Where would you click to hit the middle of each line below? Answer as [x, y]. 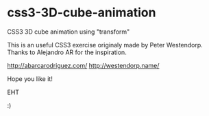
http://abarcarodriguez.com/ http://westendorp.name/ [83, 65]
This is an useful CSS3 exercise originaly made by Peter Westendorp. [105, 45]
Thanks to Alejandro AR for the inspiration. [67, 52]
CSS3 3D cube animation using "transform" [69, 32]
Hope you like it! [30, 79]
